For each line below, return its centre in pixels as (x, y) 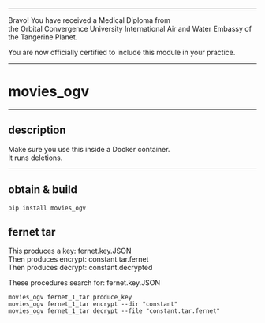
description (37, 130)
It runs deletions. (35, 158)
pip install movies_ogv (47, 208)
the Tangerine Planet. (43, 37)
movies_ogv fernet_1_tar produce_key (70, 297)
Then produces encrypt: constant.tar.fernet (78, 259)
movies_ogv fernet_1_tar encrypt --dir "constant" (93, 304)
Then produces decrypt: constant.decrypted (80, 268)
